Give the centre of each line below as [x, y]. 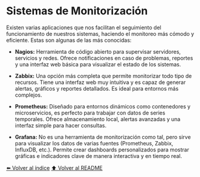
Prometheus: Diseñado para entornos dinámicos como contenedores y [103, 106]
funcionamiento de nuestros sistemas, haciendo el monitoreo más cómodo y [100, 33]
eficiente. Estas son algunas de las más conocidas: [69, 40]
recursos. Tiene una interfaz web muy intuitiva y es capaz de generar [100, 82]
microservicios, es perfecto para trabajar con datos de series [90, 113]
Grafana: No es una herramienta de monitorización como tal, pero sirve [103, 137]
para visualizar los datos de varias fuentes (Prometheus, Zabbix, [94, 143]
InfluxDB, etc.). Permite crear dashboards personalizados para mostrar [102, 150]
